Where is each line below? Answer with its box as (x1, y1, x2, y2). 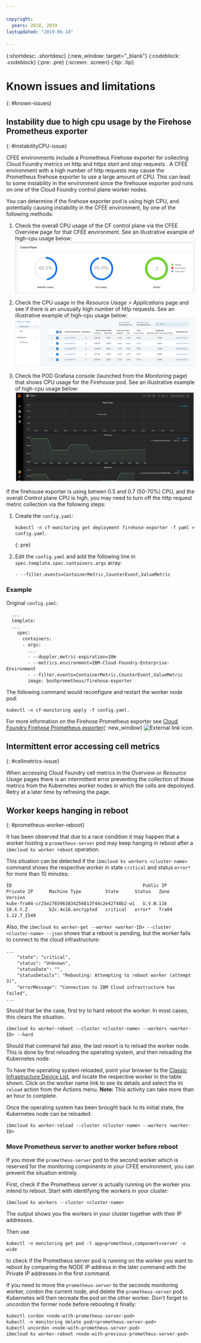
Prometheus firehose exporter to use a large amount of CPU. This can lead (6, 173, 190, 180)
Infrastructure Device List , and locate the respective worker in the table (6, 1073, 182, 1080)
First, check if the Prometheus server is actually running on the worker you (6, 1181, 190, 1188)
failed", (6, 990, 28, 997)
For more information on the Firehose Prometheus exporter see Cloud (6, 717, 178, 725)
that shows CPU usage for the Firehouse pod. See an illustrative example (14, 379, 195, 386)
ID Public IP (6, 883, 167, 889)
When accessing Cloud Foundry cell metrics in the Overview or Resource (6, 769, 187, 776)
